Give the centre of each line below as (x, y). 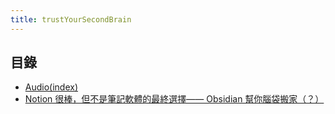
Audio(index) (51, 87)
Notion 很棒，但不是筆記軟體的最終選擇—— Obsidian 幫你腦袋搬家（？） (174, 99)
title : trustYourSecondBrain (71, 19)
